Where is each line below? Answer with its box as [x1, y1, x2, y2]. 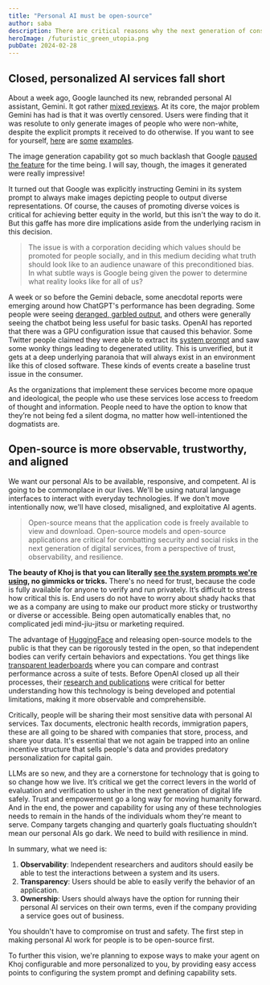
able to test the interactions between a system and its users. [19, 867, 220, 878]
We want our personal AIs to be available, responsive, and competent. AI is [8, 476, 256, 486]
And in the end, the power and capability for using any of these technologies [8, 802, 262, 812]
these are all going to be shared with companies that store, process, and [8, 726, 248, 737]
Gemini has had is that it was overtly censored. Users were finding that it [8, 110, 249, 119]
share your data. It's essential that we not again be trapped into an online [8, 735, 250, 745]
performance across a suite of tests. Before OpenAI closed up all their [8, 668, 239, 678]
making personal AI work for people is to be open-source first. [8, 935, 215, 945]
